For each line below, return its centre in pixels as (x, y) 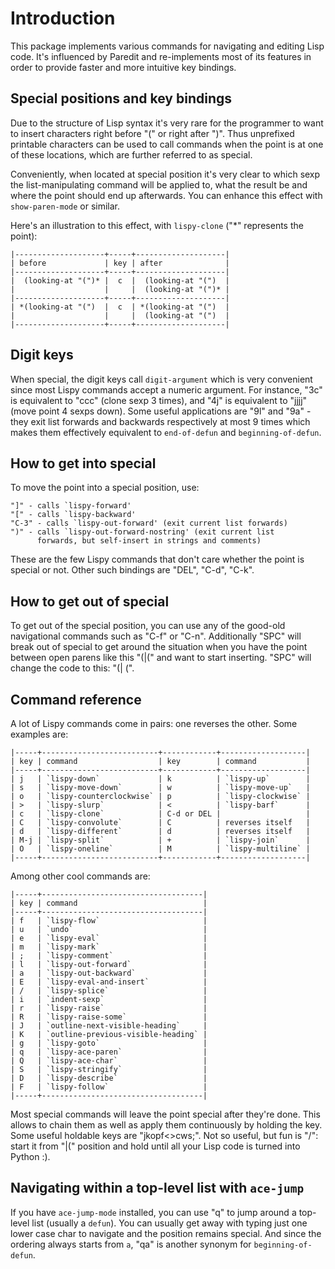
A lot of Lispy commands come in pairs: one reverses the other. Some (154, 723)
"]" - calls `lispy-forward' (71, 506)
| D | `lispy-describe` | (109, 1078)
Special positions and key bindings (121, 98)
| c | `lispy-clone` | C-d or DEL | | (160, 814)
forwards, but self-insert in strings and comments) (149, 541)
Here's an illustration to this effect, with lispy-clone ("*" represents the (157, 225)
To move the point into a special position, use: (105, 488)
